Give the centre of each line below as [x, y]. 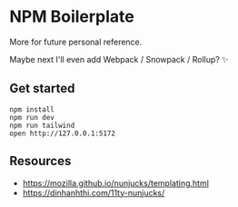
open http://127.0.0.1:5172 [63, 133]
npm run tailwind [42, 125]
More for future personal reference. [76, 42]
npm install [32, 109]
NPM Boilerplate [72, 17]
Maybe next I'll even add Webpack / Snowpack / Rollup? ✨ [119, 59]
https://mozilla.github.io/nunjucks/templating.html [115, 182]
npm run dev [32, 117]
